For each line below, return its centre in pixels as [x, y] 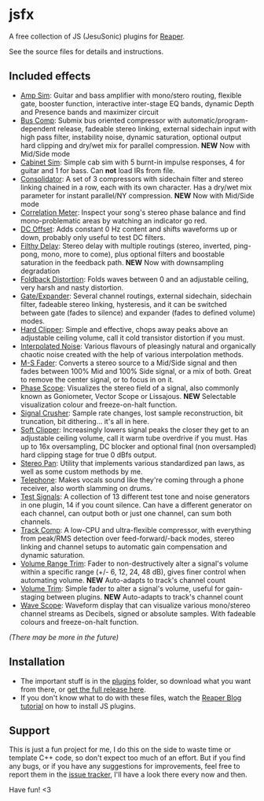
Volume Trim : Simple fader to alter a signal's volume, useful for [122, 589]
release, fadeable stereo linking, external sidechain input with [157, 128]
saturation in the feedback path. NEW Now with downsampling [122, 262]
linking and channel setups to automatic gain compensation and [123, 546]
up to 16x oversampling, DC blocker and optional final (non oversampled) [138, 446]
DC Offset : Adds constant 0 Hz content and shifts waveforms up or [129, 229]
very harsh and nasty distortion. [72, 287]
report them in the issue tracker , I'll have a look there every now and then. [128, 775]
